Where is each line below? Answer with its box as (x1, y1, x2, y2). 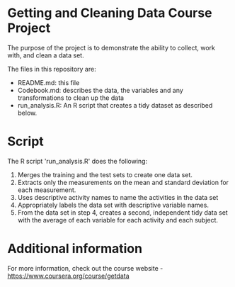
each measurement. (17, 186, 76, 194)
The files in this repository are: (7, 64, 97, 73)
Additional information (7, 241, 143, 257)
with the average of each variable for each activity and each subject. (17, 215, 218, 224)
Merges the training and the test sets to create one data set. (17, 170, 193, 179)
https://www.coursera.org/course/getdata (7, 271, 130, 280)
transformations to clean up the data (17, 94, 125, 102)
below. (17, 108, 38, 117)
